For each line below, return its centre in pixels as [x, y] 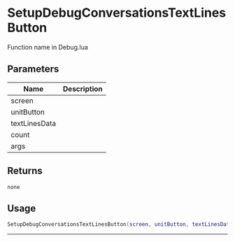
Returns [25, 171]
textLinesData [34, 123]
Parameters [33, 69]
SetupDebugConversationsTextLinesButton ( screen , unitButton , [98, 225]
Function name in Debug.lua [48, 47]
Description [83, 89]
